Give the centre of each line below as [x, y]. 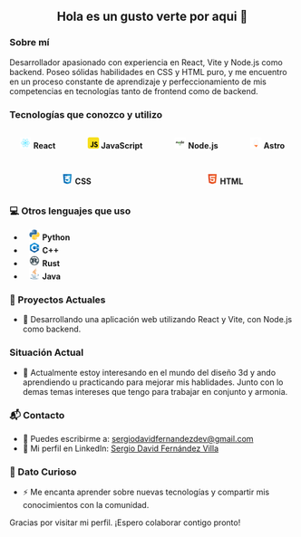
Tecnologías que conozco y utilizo [86, 114]
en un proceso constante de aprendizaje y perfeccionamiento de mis [138, 82]
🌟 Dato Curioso [43, 472]
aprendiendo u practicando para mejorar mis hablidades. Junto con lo [153, 382]
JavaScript [122, 145]
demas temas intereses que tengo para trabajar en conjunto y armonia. [155, 391]
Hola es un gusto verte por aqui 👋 [152, 17]
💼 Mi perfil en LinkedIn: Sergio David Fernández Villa [121, 448]
